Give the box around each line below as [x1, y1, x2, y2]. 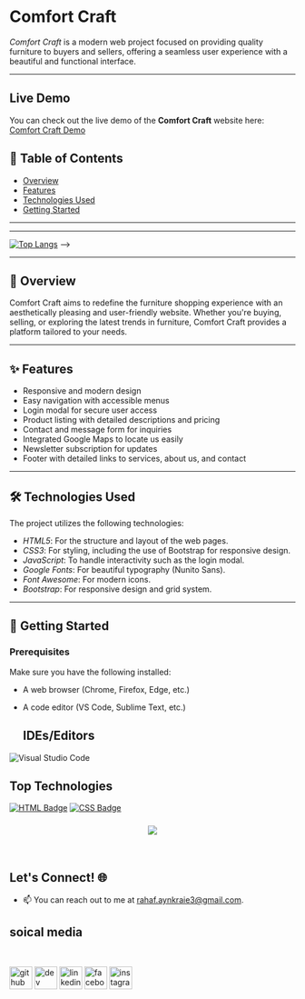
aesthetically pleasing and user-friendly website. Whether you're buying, [9, 307, 281, 318]
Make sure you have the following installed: [9, 666, 172, 677]
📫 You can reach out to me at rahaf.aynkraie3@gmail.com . [22, 894, 244, 905]
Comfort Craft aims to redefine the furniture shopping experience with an [9, 297, 283, 308]
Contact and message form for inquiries [22, 425, 172, 435]
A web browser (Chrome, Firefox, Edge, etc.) [22, 684, 191, 694]
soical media [9, 924, 84, 940]
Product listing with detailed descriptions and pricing [22, 415, 221, 425]
